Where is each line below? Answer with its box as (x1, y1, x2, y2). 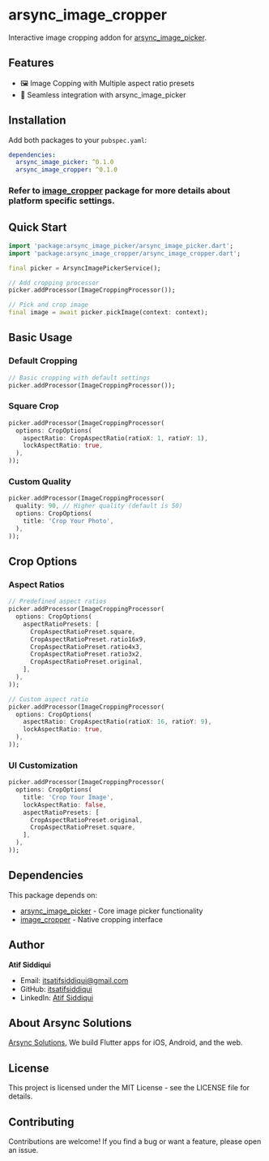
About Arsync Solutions (8, 1016, 132, 1029)
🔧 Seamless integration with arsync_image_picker (19, 89, 186, 99)
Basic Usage (8, 331, 73, 344)
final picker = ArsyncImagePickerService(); (8, 264, 161, 272)
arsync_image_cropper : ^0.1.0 (15, 166, 117, 174)
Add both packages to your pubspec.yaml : (8, 135, 147, 145)
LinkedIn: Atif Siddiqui (19, 993, 94, 1003)
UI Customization (8, 760, 79, 771)
